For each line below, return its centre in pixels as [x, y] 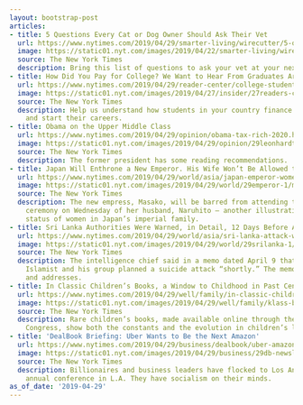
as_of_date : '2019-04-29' [58, 387]
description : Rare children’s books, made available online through [149, 320]
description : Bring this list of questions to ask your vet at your [149, 69]
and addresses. [54, 278]
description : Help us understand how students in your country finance [155, 110]
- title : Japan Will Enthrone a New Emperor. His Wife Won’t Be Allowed [149, 169]
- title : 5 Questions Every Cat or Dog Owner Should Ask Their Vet [139, 34]
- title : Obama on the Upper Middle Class [90, 127]
